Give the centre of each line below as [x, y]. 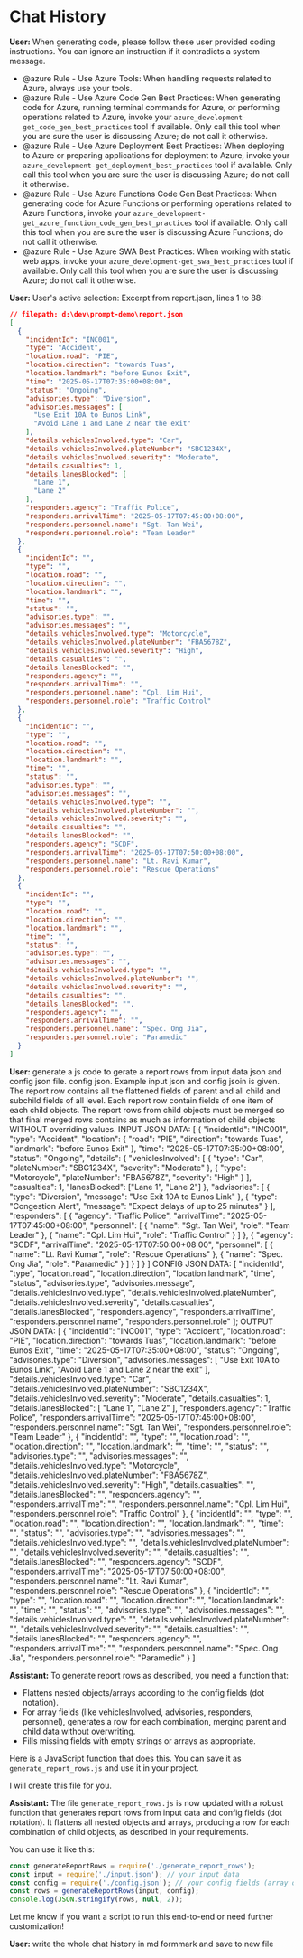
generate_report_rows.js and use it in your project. [105, 1768]
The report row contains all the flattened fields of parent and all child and [145, 1091]
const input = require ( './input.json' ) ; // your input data [125, 1874]
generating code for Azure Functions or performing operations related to [157, 203]
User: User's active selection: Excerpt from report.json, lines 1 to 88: [137, 298]
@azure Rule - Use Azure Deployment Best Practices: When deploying [153, 146]
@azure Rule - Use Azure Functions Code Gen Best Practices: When [149, 194]
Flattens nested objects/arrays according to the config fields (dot [143, 1692]
